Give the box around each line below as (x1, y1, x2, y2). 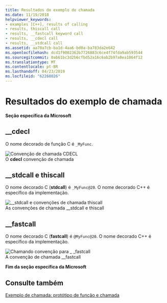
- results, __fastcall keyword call (5, 31, 83, 36)
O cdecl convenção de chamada (5, 156, 74, 162)
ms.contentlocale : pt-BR (5, 64, 58, 69)
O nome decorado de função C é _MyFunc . (5, 141, 93, 147)
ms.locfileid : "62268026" (5, 74, 60, 79)
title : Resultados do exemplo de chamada (5, 7, 95, 13)
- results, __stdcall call (5, 41, 63, 46)
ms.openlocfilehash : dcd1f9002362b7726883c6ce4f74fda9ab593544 (5, 50, 143, 55)
